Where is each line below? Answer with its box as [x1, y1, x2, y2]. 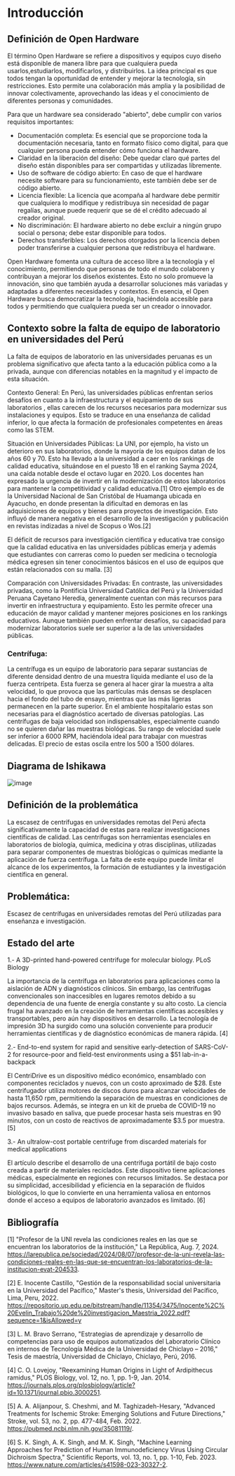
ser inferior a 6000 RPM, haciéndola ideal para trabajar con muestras [7, 732, 207, 741]
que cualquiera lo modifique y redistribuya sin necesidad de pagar [17, 199, 210, 207]
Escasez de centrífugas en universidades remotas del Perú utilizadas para [7, 909, 222, 918]
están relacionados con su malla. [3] [7, 565, 112, 573]
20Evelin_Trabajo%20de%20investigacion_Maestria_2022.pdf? [7, 1308, 191, 1318]
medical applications [7, 1145, 67, 1153]
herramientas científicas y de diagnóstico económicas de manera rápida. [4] [7, 1030, 229, 1038]
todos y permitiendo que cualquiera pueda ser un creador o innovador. [7, 302, 212, 311]
